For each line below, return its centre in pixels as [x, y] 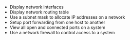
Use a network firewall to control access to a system [62, 33]
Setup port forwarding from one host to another [57, 22]
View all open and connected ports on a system [57, 27]
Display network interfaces [37, 7]
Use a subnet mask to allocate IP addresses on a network [67, 17]
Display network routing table [39, 12]
